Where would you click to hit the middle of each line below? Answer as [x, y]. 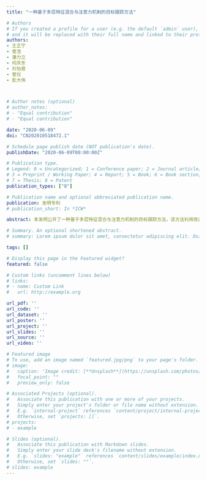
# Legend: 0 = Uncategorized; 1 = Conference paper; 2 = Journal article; [104, 169]
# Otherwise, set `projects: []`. [53, 416]
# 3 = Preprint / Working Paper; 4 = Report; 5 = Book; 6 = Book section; [104, 175]
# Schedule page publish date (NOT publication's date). [81, 147]
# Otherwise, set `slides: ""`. [51, 462]
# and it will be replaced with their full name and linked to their [97, 34]
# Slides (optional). [34, 439]
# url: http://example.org [44, 292]
